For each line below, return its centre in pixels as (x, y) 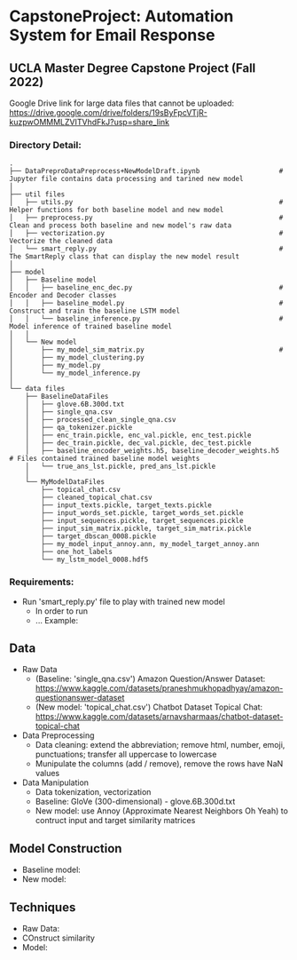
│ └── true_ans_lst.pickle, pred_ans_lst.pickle (121, 467)
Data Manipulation (55, 782)
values (47, 774)
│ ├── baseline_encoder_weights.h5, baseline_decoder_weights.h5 (152, 451)
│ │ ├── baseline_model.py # (146, 304)
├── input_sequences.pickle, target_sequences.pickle (142, 521)
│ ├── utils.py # (146, 202)
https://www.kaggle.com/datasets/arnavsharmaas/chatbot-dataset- (159, 717)
